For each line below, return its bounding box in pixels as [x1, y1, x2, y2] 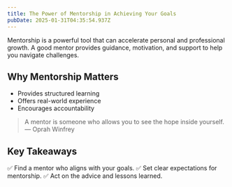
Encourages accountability [17, 104, 95, 112]
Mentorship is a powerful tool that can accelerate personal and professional [7, 36, 225, 44]
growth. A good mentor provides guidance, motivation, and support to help [7, 43, 223, 52]
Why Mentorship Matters [7, 70, 119, 82]
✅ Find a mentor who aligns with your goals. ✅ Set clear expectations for [7, 164, 217, 172]
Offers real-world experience [17, 97, 101, 105]
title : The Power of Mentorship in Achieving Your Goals [7, 10, 177, 17]
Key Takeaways [7, 145, 78, 157]
